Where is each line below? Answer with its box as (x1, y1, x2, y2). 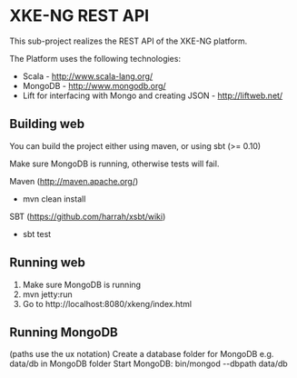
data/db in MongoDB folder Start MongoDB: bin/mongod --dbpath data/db (9, 358, 288, 369)
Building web (9, 116, 84, 132)
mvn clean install (22, 193, 86, 204)
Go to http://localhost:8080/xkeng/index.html (22, 298, 193, 309)
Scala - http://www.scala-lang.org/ (22, 70, 153, 82)
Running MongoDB (9, 324, 118, 340)
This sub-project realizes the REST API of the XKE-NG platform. (9, 35, 248, 46)
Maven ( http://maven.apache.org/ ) (9, 175, 139, 186)
